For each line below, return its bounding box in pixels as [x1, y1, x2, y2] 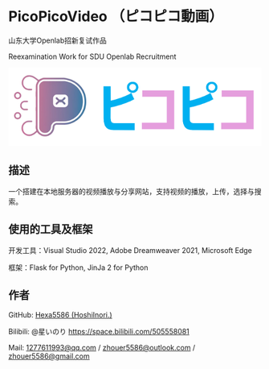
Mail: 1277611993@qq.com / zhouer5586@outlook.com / [8, 343, 196, 353]
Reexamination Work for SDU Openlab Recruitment [8, 52, 177, 61]
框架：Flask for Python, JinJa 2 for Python [8, 263, 149, 272]
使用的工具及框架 [8, 222, 93, 236]
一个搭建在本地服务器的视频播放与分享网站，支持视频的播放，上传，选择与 [8, 186, 255, 196]
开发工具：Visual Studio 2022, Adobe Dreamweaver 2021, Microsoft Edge [8, 245, 253, 255]
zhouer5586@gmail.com [8, 351, 90, 361]
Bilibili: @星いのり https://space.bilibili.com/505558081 [8, 327, 190, 337]
